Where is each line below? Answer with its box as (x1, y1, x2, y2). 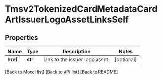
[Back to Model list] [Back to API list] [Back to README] (5, 69, 118, 75)
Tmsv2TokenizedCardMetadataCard (5, 3, 158, 15)
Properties (5, 33, 38, 42)
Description (62, 48, 91, 54)
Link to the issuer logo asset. (43, 56, 110, 63)
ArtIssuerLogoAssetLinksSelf (5, 14, 129, 25)
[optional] (114, 56, 137, 63)
